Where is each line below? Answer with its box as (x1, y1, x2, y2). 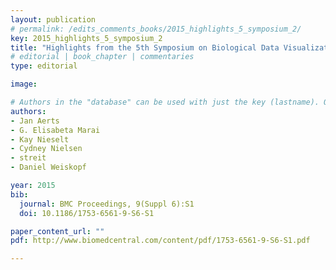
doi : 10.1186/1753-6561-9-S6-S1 (19, 208, 155, 218)
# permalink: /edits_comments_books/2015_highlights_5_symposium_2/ (10, 24, 302, 34)
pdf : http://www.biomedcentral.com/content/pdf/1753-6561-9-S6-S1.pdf (10, 236, 311, 246)
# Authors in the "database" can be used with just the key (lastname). (10, 97, 320, 107)
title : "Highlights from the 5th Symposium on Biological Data (10, 42, 280, 53)
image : (10, 79, 38, 90)
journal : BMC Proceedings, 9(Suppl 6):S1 (19, 199, 195, 209)
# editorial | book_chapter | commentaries (10, 52, 195, 62)
